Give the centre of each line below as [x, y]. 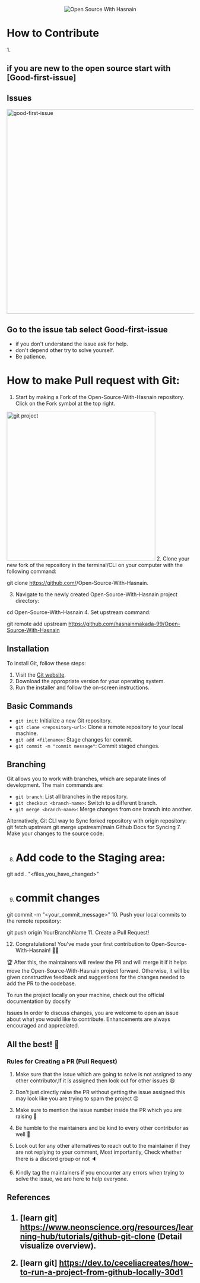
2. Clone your [173, 558]
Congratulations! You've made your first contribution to [82, 944]
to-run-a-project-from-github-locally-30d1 [101, 1272]
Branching [26, 764]
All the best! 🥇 [33, 1044]
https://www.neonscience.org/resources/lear [107, 1227]
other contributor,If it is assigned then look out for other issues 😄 [95, 1080]
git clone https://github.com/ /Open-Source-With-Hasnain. [78, 583]
